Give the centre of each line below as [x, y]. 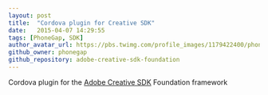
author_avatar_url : [41, 45]
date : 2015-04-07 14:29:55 [57, 30]
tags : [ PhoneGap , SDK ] [46, 38]
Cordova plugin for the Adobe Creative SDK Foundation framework [118, 82]
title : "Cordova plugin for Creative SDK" [82, 23]
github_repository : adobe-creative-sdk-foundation [94, 60]
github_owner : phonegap [48, 52]
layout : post [30, 15]
